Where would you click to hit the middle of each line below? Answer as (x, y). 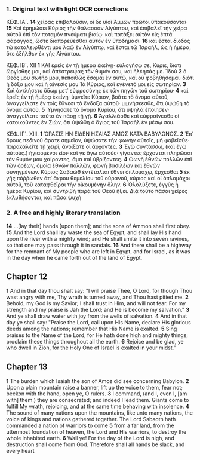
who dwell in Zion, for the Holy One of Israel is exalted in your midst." (91, 348)
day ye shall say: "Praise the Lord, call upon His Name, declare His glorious (99, 323)
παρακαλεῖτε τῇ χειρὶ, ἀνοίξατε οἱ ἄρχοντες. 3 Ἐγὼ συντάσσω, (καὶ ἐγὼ (96, 147)
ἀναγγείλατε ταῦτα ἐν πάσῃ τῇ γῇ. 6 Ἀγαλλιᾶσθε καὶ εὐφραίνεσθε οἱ (93, 116)
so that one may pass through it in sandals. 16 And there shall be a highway (99, 245)
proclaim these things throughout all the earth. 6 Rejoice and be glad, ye (95, 342)
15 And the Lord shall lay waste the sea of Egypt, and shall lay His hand (94, 232)
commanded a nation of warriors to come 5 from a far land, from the (90, 425)
